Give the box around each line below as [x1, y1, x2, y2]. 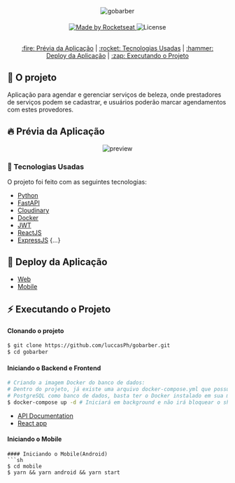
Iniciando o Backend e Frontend [7, 364, 101, 372]
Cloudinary [17, 206, 50, 215]
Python [17, 191, 38, 199]
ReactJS [17, 228, 42, 237]
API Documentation [17, 411, 73, 420]
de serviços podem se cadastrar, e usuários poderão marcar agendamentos [7, 97, 227, 106]
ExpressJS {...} [17, 236, 61, 244]
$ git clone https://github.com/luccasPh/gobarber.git [7, 342, 171, 349]
